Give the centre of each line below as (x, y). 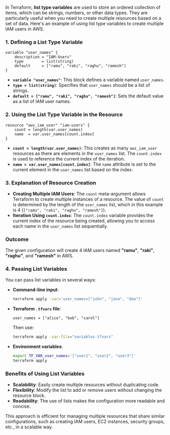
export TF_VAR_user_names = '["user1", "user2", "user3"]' (74, 356)
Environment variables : (38, 347)
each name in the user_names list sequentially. (60, 226)
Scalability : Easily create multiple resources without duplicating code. (86, 385)
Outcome (17, 239)
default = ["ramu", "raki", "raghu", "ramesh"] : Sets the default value (88, 96)
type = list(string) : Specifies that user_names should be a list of (81, 85)
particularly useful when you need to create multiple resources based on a (83, 18)
